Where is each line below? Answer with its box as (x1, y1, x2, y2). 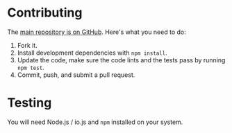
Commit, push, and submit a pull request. (17, 71, 135, 79)
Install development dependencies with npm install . (17, 48, 168, 57)
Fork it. (17, 41, 38, 49)
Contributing (7, 5, 83, 21)
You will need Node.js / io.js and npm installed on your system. (7, 118, 183, 126)
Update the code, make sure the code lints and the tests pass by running (17, 55, 226, 64)
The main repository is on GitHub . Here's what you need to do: (7, 28, 186, 36)
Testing (7, 95, 52, 111)
